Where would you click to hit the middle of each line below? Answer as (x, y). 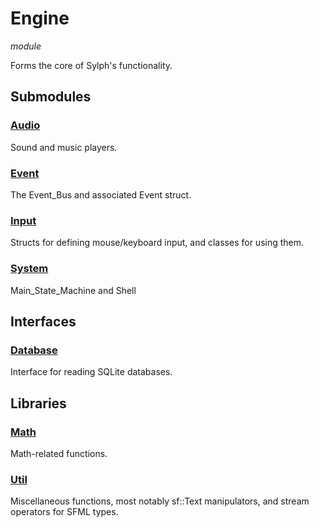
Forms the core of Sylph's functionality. (91, 65)
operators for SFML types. (64, 512)
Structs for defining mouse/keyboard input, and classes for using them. (157, 243)
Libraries (38, 403)
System (29, 269)
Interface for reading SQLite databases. (91, 372)
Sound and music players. (64, 147)
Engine (40, 18)
